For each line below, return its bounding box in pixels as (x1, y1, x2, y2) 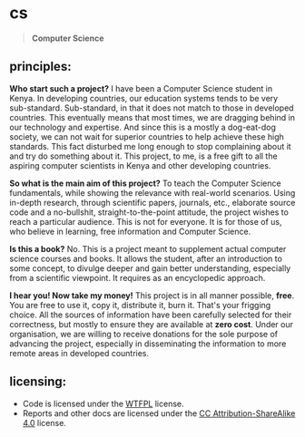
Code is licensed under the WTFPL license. (22, 398, 184, 409)
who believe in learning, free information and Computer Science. (9, 226, 251, 237)
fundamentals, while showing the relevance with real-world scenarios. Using (9, 187, 296, 198)
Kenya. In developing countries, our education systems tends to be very (9, 92, 279, 103)
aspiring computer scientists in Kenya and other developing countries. (9, 160, 271, 170)
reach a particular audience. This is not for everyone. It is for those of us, (9, 216, 283, 227)
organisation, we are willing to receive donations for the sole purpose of (9, 328, 279, 339)
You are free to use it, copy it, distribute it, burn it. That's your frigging (9, 299, 271, 310)
